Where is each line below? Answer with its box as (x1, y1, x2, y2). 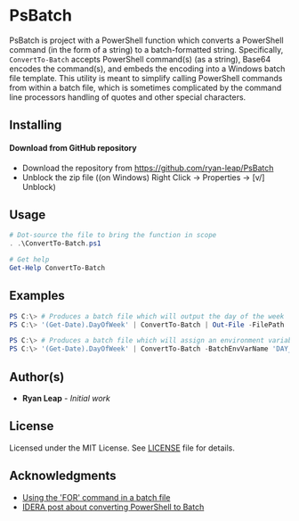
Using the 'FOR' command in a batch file (21, 492, 171, 502)
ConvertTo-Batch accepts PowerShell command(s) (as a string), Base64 (9, 54, 271, 64)
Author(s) (9, 369, 65, 385)
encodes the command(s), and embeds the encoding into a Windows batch (9, 63, 286, 74)
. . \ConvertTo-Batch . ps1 (9, 239, 101, 248)
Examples (9, 288, 65, 303)
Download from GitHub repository (9, 142, 137, 153)
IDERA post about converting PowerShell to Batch (21, 501, 205, 512)
